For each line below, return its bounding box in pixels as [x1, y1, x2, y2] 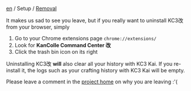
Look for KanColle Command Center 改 [14, 42, 111, 48]
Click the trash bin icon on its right [14, 48, 98, 55]
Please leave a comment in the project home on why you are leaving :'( [6, 78, 178, 85]
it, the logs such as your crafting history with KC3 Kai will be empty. [21, 67, 185, 73]
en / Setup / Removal [6, 5, 57, 12]
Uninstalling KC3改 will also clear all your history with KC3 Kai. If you [6, 61, 173, 67]
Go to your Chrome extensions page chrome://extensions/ [14, 35, 157, 41]
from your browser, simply [6, 23, 70, 30]
